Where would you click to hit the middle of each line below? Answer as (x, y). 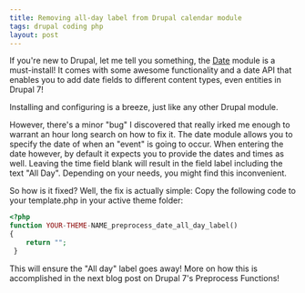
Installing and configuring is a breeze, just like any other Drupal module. (144, 107)
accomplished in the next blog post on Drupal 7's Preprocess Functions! (145, 278)
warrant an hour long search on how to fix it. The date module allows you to (151, 135)
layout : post (34, 35)
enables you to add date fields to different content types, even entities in (146, 80)
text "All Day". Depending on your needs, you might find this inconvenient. (148, 173)
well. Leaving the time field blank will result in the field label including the (146, 164)
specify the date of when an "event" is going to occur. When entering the (147, 144)
